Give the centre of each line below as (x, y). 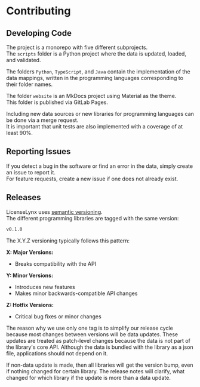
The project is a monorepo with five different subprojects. (77, 47)
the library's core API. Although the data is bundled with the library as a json (100, 347)
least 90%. (19, 133)
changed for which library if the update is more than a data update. (89, 377)
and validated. (24, 60)
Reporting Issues (39, 151)
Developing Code (39, 33)
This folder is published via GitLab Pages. (57, 102)
